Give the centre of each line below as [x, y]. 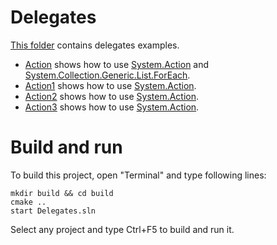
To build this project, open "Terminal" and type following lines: [138, 175]
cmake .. [28, 202]
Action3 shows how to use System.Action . [112, 107]
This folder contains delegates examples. [95, 45]
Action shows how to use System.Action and [117, 64]
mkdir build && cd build [62, 193]
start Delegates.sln [53, 211]
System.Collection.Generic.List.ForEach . [107, 75]
